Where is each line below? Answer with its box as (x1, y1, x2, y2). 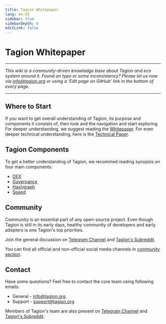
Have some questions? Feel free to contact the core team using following (5, 279, 154, 285)
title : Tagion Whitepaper (5, 7, 58, 12)
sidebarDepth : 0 (5, 21, 39, 26)
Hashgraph (12, 183, 36, 190)
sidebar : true (5, 16, 35, 21)
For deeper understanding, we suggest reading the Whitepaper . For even (5, 126, 154, 132)
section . (5, 251, 22, 257)
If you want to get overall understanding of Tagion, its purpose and (5, 115, 141, 121)
